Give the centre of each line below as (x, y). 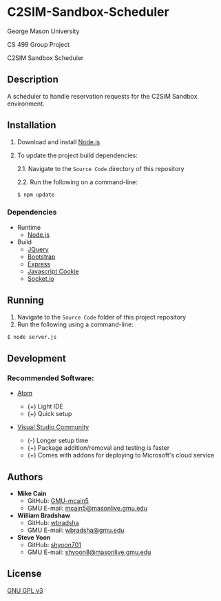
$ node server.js (32, 337)
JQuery (38, 249)
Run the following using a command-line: (75, 324)
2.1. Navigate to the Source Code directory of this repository (101, 168)
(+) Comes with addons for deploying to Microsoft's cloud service (121, 455)
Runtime (29, 227)
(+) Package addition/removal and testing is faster (98, 448)
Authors (25, 477)
